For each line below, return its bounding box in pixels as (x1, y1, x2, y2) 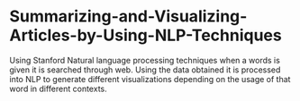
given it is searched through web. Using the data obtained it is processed (9, 64, 281, 75)
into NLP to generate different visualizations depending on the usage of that (9, 73, 291, 84)
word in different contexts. (9, 83, 108, 94)
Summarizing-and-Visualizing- (9, 6, 248, 27)
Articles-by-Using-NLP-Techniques (9, 25, 282, 46)
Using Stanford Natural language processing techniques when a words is (9, 55, 281, 65)
